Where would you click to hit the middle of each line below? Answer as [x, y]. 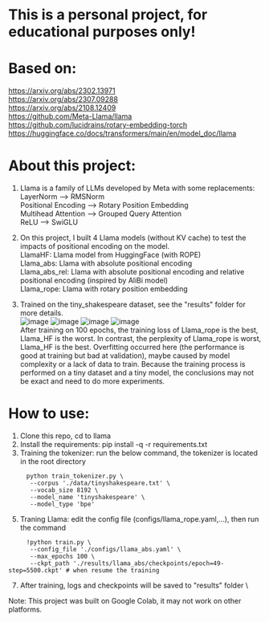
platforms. [25, 609]
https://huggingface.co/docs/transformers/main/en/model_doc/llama [122, 133]
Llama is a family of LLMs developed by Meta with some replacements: [137, 188]
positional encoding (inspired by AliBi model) [94, 281]
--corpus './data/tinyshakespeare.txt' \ [100, 483]
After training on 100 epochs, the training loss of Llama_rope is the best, [139, 330]
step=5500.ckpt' [35, 571]
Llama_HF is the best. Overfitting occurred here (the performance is [132, 348]
